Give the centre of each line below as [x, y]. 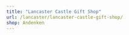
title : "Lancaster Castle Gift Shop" [54, 12]
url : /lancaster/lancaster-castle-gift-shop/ [64, 17]
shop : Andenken [25, 23]
